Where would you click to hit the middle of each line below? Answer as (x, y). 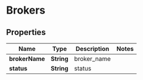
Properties (26, 32)
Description (92, 49)
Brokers (26, 10)
